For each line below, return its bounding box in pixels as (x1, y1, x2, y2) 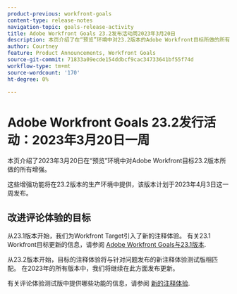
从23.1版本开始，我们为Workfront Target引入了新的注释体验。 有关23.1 (7, 231, 212, 240)
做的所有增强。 (7, 165, 51, 174)
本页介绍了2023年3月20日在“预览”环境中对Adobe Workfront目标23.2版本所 (7, 156, 226, 165)
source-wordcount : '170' (7, 69, 80, 76)
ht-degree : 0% (7, 75, 49, 83)
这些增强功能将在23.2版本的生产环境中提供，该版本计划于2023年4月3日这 (7, 180, 223, 188)
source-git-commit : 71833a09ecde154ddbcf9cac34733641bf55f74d (7, 56, 194, 63)
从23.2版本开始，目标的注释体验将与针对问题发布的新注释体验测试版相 (7, 255, 212, 264)
